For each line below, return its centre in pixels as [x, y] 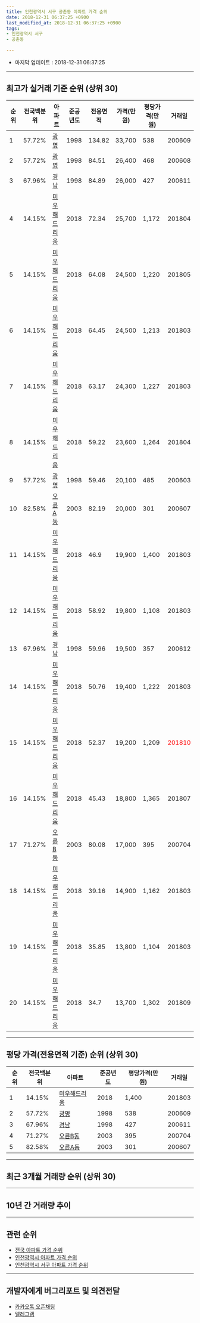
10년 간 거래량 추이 [39, 1205]
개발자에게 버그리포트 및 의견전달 [63, 1291]
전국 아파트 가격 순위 [39, 1250]
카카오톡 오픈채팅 [35, 1306]
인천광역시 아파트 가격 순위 [46, 1257]
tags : [13, 28]
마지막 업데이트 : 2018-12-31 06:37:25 [60, 62]
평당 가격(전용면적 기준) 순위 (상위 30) [72, 1055]
